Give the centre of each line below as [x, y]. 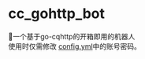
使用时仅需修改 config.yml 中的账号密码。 [75, 46]
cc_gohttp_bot [56, 14]
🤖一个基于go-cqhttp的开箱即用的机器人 [72, 36]
